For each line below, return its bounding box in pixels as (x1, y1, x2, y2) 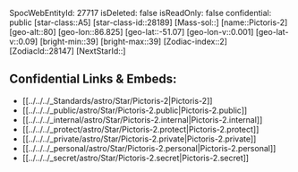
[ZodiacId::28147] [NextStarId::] (9, 46, 126, 56)
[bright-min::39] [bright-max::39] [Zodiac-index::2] (39, 36, 228, 47)
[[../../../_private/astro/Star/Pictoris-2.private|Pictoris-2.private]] (21, 133, 257, 144)
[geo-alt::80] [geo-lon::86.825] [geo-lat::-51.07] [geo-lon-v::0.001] (9, 27, 254, 37)
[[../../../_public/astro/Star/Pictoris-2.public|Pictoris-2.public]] (21, 105, 248, 116)
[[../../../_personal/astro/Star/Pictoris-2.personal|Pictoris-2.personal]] (21, 142, 277, 153)
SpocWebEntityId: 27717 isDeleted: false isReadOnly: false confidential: (9, 8, 272, 18)
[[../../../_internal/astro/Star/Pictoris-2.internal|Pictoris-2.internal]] (21, 114, 263, 125)
